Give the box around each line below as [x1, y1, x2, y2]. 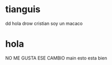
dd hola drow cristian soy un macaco [5, 20, 83, 26]
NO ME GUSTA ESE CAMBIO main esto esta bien [5, 55, 107, 61]
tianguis [5, 4, 41, 15]
